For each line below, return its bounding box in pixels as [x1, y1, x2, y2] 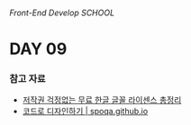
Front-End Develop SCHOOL [9, 7, 115, 18]
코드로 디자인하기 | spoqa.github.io [22, 106, 149, 117]
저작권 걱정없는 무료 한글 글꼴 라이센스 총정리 [22, 94, 182, 105]
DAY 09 [9, 39, 68, 58]
